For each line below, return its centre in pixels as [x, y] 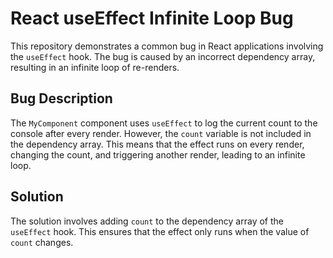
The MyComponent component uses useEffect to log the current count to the [164, 123]
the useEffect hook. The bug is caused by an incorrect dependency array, [163, 56]
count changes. [42, 242]
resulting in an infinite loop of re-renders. [95, 67]
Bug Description [61, 98]
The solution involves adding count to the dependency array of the [147, 221]
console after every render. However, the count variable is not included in [161, 133]
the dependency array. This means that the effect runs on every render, [157, 144]
